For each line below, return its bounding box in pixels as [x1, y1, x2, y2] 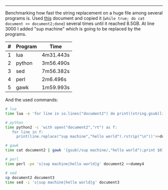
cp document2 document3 [5, 175, 55, 180]
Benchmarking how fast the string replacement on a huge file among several [5, 10, 163, 15]
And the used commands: [5, 97, 58, 102]
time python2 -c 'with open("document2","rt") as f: [5, 124, 117, 130]
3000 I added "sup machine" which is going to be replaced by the [5, 26, 141, 31]
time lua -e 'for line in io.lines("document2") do [5, 111, 115, 116]
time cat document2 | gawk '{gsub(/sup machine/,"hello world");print [5, 148, 155, 153]
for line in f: [11, 129, 43, 134]
